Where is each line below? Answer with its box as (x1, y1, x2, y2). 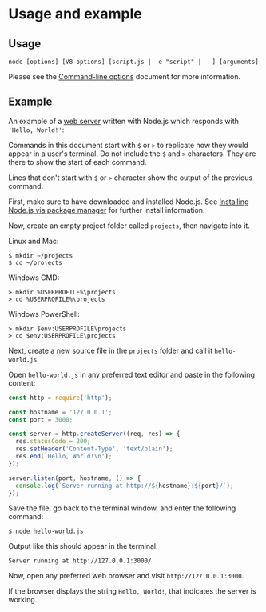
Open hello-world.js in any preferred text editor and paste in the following (8, 370, 256, 379)
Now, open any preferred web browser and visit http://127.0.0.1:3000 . (8, 571, 244, 581)
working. (8, 595, 38, 605)
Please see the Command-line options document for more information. (8, 72, 241, 81)
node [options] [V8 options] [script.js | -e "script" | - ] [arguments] (8, 58, 260, 66)
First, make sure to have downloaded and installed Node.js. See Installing (8, 197, 249, 206)
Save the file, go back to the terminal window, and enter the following (8, 503, 236, 513)
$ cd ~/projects (8, 258, 62, 266)
